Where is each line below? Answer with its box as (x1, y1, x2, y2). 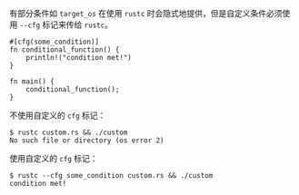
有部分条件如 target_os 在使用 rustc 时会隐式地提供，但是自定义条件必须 (9, 8, 283, 18)
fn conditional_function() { (9, 45, 120, 54)
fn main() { (9, 77, 55, 86)
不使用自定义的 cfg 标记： (9, 110, 106, 121)
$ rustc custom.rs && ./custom (9, 128, 128, 137)
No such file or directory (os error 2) (9, 136, 165, 145)
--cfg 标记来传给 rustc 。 (19, 19, 114, 30)
